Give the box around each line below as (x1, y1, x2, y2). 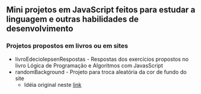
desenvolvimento (6, 23, 74, 34)
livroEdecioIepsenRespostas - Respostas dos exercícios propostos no (14, 55, 189, 63)
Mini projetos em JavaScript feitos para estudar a (6, 5, 196, 15)
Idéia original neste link (24, 81, 82, 88)
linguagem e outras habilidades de (6, 14, 139, 25)
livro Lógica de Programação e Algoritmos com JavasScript (14, 61, 163, 69)
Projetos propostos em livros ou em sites (6, 42, 129, 50)
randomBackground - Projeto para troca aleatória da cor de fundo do (14, 68, 187, 75)
